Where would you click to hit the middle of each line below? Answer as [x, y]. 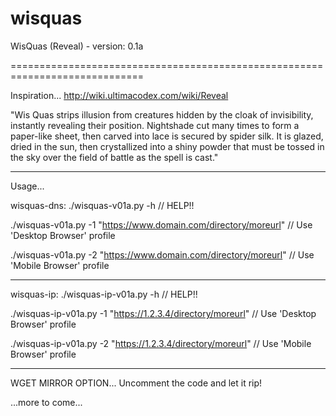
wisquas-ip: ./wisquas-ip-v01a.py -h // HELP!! [104, 294]
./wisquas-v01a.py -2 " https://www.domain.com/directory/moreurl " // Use [162, 254]
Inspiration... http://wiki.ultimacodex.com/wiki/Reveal [119, 95]
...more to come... [46, 402]
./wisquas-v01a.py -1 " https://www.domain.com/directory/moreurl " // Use [161, 224]
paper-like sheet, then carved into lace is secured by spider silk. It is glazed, [167, 136]
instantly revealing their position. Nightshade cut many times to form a [155, 125]
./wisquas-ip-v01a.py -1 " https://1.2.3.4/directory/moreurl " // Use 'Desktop [163, 313]
